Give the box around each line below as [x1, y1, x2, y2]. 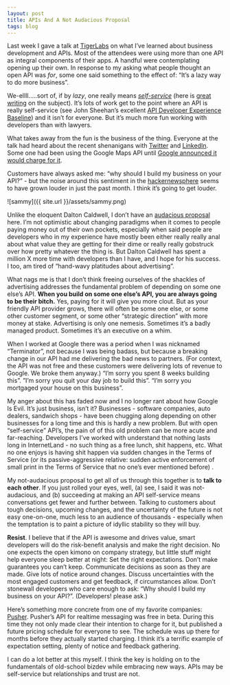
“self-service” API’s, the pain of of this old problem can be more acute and [7, 426, 218, 434]
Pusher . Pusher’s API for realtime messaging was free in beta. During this [7, 613, 214, 621]
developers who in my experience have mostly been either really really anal [7, 233, 220, 241]
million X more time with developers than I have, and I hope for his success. [7, 255, 221, 263]
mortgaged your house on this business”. [7, 383, 124, 392]
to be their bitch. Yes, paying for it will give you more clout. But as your [7, 297, 209, 306]
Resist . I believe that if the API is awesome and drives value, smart [7, 534, 196, 542]
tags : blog [7, 23, 38, 30]
